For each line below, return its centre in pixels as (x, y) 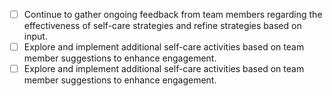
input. (35, 36)
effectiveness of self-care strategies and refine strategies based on (162, 26)
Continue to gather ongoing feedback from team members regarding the (173, 14)
